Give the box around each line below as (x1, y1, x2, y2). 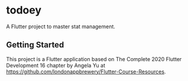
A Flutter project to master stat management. (6, 23, 115, 30)
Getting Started (6, 40, 64, 50)
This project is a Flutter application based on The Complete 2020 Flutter (6, 55, 182, 62)
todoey (6, 4, 42, 17)
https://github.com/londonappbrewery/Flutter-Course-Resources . (6, 68, 166, 75)
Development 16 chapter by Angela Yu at (6, 62, 105, 69)
